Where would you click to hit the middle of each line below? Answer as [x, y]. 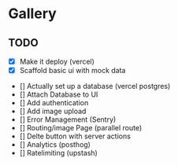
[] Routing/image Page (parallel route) [81, 128]
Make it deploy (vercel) [57, 61]
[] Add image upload [53, 112]
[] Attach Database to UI [59, 94]
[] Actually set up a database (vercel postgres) [95, 86]
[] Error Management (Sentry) [68, 119]
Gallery [32, 14]
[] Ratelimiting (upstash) [59, 153]
